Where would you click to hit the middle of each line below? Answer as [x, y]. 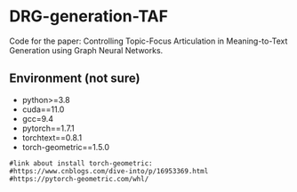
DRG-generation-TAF [89, 16]
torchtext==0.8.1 [52, 137]
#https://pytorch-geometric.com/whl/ [79, 179]
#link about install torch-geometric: [81, 163]
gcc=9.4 [38, 118]
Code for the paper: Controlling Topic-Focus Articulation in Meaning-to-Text [148, 41]
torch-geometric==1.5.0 [65, 147]
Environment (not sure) [75, 79]
